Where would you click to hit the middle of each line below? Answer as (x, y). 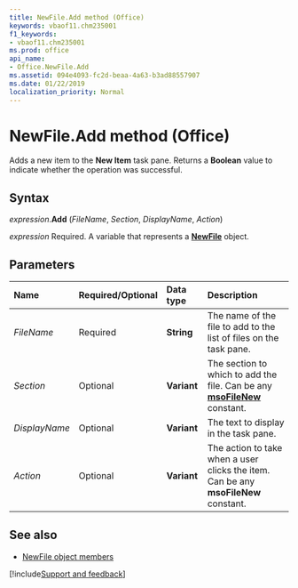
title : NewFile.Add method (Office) (77, 17)
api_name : (27, 59)
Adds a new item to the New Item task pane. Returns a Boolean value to (141, 160)
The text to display (246, 423)
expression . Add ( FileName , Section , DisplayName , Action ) (116, 220)
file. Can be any (240, 386)
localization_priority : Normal (67, 92)
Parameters (42, 265)
